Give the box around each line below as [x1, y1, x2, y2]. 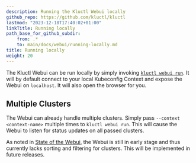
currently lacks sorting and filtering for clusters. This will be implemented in [6, 145, 191, 152]
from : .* [17, 36, 38, 42]
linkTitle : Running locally [6, 25, 76, 31]
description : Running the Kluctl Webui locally [6, 8, 126, 15]
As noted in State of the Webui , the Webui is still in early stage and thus [6, 139, 181, 146]
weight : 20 [6, 53, 33, 59]
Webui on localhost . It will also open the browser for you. [6, 81, 147, 89]
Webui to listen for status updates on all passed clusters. [6, 127, 144, 134]
